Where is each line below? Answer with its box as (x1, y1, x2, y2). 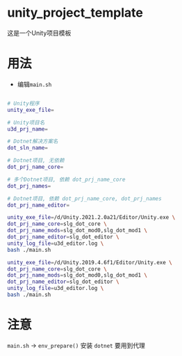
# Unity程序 (7, 99, 40, 107)
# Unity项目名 (7, 119, 45, 126)
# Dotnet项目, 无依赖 (7, 157, 65, 164)
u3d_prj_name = (7, 125, 49, 133)
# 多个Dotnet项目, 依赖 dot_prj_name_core (7, 176, 126, 183)
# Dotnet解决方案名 (7, 138, 58, 145)
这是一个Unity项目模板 (7, 29, 72, 37)
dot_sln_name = (7, 145, 49, 152)
